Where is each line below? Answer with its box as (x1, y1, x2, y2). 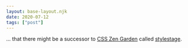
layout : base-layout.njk (6, 8, 67, 15)
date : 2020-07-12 (6, 14, 49, 20)
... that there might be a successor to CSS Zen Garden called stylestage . (6, 36, 182, 43)
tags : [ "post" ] (6, 19, 44, 25)
